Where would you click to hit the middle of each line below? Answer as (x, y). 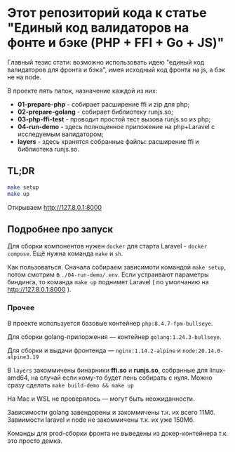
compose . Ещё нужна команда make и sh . (65, 253)
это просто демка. (35, 441)
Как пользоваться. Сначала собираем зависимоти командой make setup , (116, 267)
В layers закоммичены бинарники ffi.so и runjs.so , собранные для (108, 370)
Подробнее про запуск (60, 229)
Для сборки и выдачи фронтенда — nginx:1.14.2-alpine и (94, 350)
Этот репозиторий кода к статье (107, 13)
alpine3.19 (23, 357)
